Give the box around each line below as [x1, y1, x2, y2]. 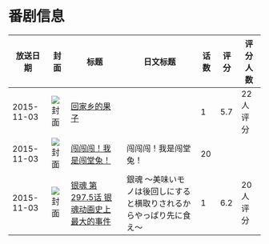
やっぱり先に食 [134, 210, 191, 221]
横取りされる [134, 198, 183, 209]
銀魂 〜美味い [126, 174, 178, 185]
